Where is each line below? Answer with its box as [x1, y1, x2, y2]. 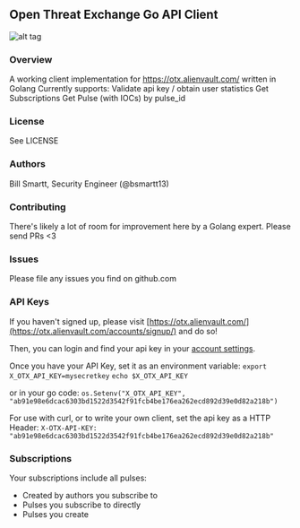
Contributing [9, 201, 66, 213]
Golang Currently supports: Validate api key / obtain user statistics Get [9, 83, 269, 94]
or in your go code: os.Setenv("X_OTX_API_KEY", [9, 387, 186, 398]
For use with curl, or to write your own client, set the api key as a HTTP [9, 412, 271, 423]
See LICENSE [9, 135, 59, 146]
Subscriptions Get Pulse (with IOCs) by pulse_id [9, 93, 186, 104]
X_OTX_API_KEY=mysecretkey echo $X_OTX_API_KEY [9, 371, 188, 380]
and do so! [178, 325, 218, 336]
